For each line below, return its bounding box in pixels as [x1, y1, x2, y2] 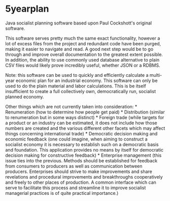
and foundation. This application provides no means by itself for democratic [5, 147, 164, 153]
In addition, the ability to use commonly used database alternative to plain [5, 56, 160, 63]
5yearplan [5, 3, 49, 15]
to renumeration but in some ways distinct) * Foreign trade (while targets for [5, 114, 164, 120]
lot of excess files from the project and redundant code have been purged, [5, 40, 161, 46]
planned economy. [5, 94, 44, 100]
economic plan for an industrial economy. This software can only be [15, 77, 158, 83]
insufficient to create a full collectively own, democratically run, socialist [5, 88, 156, 94]
